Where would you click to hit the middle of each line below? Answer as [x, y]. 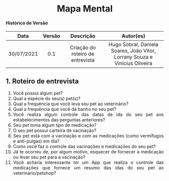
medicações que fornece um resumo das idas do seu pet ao [88, 168]
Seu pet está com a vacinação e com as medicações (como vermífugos [88, 136]
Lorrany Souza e [133, 57]
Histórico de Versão [27, 23]
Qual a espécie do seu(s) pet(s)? [47, 99]
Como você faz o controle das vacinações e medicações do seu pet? [84, 146]
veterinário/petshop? [35, 173]
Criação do [83, 48]
